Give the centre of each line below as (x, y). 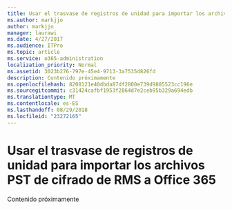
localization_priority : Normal (52, 65)
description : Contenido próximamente (61, 78)
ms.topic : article (33, 52)
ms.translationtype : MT (41, 97)
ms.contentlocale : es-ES (43, 104)
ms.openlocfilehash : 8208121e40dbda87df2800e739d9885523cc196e (100, 84)
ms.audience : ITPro (35, 46)
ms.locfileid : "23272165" (44, 116)
